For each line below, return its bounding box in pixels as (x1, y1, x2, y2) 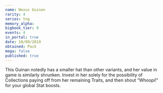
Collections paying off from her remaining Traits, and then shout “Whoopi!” (5, 77, 159, 83)
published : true (5, 53, 39, 58)
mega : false (5, 48, 30, 53)
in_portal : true (5, 35, 39, 40)
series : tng (5, 16, 30, 21)
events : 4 (5, 30, 26, 35)
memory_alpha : (5, 21, 35, 26)
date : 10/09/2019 (5, 40, 41, 45)
